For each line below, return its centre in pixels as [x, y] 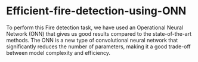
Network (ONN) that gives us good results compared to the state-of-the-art [99, 33]
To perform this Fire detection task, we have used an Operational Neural [95, 27]
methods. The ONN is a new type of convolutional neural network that [92, 40]
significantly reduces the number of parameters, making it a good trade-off [98, 46]
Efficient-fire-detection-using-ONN [96, 11]
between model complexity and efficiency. [58, 52]
